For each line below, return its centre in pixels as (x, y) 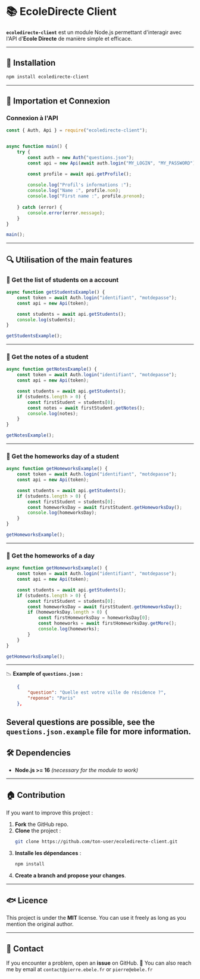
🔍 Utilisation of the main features (69, 260)
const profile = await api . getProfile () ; (80, 174)
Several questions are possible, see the (81, 722)
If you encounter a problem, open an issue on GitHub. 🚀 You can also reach (99, 963)
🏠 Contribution (36, 795)
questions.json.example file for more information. (99, 732)
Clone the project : (38, 830)
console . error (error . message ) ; (66, 213)
